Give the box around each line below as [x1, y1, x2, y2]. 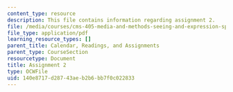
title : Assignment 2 [7, 62, 67, 68]
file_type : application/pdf [7, 29, 89, 37]
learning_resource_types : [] [7, 36, 92, 43]
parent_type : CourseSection [7, 49, 89, 56]
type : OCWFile [7, 68, 49, 75]
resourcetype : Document [7, 55, 76, 62]
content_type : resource [7, 10, 76, 17]
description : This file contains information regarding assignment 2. [7, 17, 216, 24]
